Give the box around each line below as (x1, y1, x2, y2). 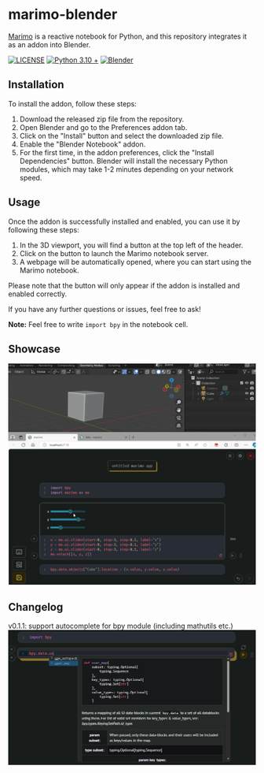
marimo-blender (8, 6, 118, 24)
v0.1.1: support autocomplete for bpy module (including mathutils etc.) (8, 621, 233, 631)
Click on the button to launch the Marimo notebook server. (19, 248, 209, 258)
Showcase (8, 342, 61, 355)
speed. (19, 173, 42, 182)
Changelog (8, 600, 64, 614)
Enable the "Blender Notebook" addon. (19, 139, 146, 149)
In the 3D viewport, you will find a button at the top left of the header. (19, 240, 244, 250)
